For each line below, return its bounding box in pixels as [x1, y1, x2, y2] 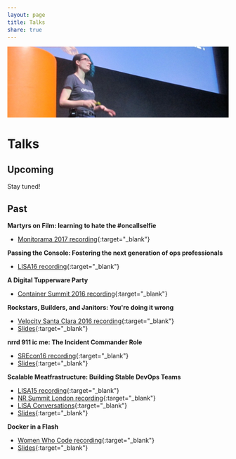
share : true [7, 26, 42, 33]
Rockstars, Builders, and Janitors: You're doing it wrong [7, 303, 174, 312]
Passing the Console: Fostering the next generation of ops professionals [7, 249, 223, 257]
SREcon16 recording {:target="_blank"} [17, 352, 129, 360]
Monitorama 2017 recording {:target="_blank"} [17, 235, 150, 244]
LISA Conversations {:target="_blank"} [17, 401, 128, 410]
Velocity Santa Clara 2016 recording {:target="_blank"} [17, 317, 174, 325]
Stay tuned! [7, 182, 41, 191]
